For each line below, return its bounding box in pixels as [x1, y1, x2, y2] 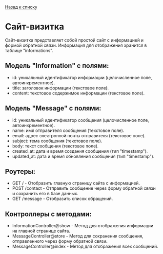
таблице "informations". [5, 47, 54, 53]
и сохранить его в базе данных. [12, 191, 79, 197]
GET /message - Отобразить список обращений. [12, 196, 113, 201]
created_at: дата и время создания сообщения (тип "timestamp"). [12, 148, 148, 154]
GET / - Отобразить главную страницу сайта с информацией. [12, 180, 140, 186]
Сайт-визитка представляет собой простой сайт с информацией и [5, 37, 144, 43]
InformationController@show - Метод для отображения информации [12, 223, 154, 229]
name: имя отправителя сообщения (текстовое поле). [12, 127, 124, 133]
